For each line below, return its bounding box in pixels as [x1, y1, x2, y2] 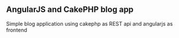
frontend [6, 26, 28, 33]
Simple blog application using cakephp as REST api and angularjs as [6, 20, 173, 27]
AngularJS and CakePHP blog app [6, 5, 134, 15]
